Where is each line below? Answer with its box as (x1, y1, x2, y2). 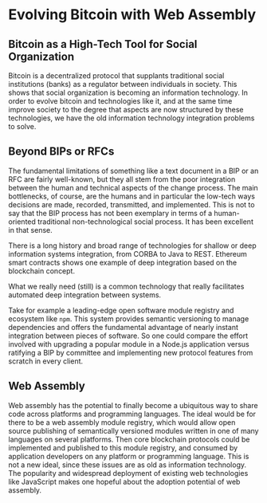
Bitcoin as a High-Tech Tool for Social (8, 37, 198, 51)
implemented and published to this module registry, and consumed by (8, 442, 238, 452)
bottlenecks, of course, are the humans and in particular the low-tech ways (8, 191, 255, 201)
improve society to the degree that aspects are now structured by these (8, 105, 244, 114)
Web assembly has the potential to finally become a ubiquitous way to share (8, 400, 258, 410)
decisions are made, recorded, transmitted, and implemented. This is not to (8, 199, 255, 209)
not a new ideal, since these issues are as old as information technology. (8, 460, 247, 470)
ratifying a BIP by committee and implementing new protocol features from (8, 348, 253, 357)
